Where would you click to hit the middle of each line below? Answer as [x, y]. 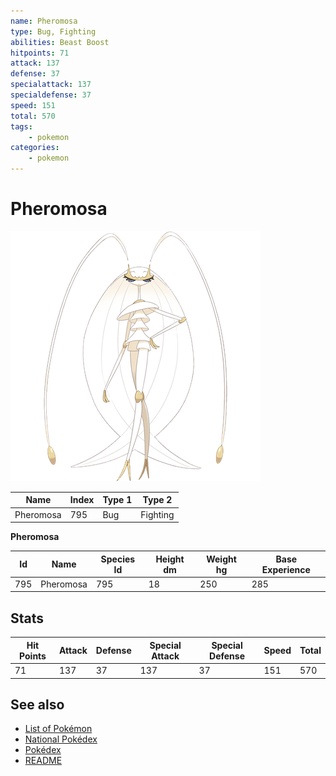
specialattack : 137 [51, 85]
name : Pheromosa [44, 21]
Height [170, 559]
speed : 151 [33, 105]
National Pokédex [61, 739]
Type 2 [157, 500]
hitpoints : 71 [40, 53]
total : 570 [33, 116]
